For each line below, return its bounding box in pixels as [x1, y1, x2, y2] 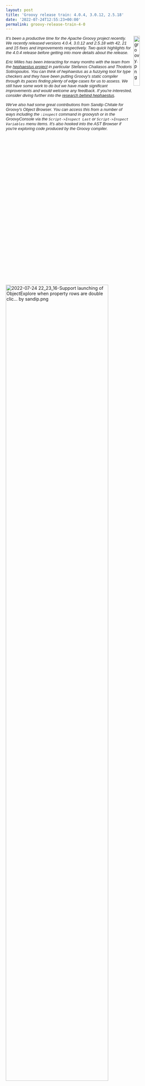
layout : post [6, 7, 33, 13]
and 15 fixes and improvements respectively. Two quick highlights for [6, 45, 131, 51]
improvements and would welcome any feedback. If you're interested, [6, 88, 132, 93]
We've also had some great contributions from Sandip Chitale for [6, 102, 124, 108]
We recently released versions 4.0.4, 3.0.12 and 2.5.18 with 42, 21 [6, 40, 127, 46]
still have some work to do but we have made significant [6, 83, 108, 89]
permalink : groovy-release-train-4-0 [6, 21, 86, 27]
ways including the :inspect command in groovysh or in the [6, 112, 116, 117]
